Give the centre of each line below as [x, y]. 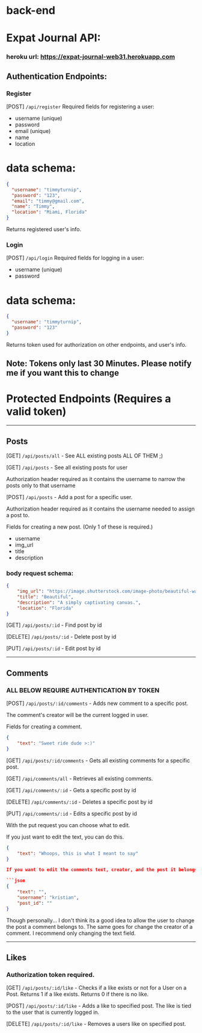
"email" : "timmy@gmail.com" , [48, 201]
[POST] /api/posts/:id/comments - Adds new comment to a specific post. [97, 703]
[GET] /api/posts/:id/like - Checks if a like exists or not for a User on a [96, 988]
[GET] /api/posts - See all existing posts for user [67, 467]
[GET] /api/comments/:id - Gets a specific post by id [71, 790]
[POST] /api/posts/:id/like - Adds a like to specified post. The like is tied [99, 1006]
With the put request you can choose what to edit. [68, 825]
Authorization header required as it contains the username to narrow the [96, 479]
